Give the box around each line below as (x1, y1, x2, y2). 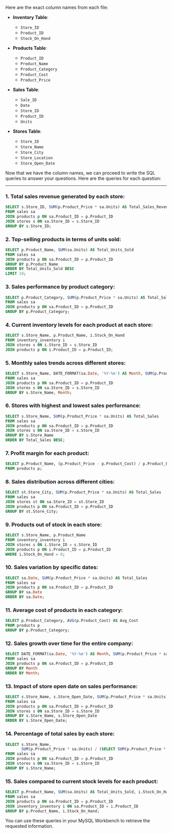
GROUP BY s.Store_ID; (5, 223, 52, 228)
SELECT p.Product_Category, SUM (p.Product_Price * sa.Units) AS (5, 295, 145, 300)
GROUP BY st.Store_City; (5, 509, 58, 514)
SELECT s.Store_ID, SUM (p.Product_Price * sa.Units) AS (5, 204, 127, 210)
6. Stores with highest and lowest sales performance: (5, 402, 141, 409)
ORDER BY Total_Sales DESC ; (5, 437, 66, 443)
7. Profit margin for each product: (5, 449, 90, 456)
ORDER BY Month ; (5, 671, 40, 676)
